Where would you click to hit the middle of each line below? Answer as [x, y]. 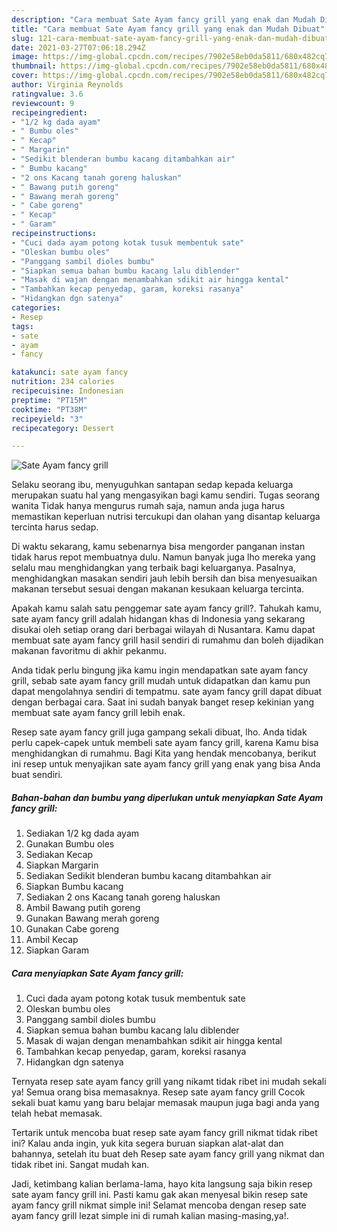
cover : [25, 76]
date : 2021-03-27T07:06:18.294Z [78, 47]
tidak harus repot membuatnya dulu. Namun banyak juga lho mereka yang [163, 557]
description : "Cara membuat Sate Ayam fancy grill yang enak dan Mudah [163, 19]
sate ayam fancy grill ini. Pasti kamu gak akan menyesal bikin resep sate [160, 1195]
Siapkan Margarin [62, 865]
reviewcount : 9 [43, 103]
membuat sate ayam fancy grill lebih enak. [98, 713]
